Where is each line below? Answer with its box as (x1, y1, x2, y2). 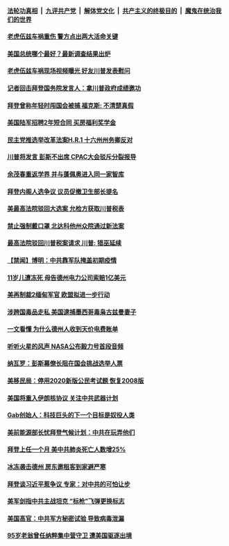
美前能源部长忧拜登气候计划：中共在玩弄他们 (7, 428, 135, 436)
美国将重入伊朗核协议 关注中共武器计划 (7, 394, 119, 402)
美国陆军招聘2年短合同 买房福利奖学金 (7, 118, 117, 127)
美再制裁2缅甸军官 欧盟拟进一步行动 (7, 291, 110, 299)
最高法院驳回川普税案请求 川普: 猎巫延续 (7, 239, 122, 247)
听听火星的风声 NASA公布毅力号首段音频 (7, 342, 124, 351)
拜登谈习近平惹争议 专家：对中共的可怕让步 (7, 480, 130, 488)
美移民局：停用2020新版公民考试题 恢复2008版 (7, 376, 144, 385)
